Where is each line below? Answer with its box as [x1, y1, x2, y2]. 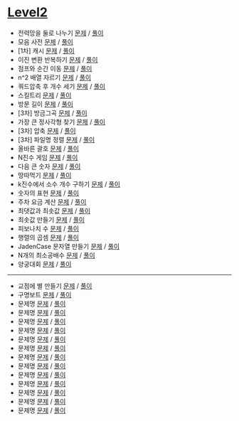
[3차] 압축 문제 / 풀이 [17, 126, 76, 135]
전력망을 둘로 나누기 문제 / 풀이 [17, 28, 104, 37]
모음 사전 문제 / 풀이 [17, 37, 73, 46]
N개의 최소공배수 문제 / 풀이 [17, 250, 95, 260]
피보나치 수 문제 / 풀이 [17, 224, 80, 233]
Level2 [7, 4, 48, 21]
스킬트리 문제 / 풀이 [17, 90, 72, 100]
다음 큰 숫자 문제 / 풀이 [17, 161, 81, 171]
